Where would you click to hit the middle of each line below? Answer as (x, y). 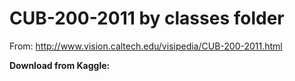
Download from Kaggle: (60, 65)
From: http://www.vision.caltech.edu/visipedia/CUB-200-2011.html (146, 46)
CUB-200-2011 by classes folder (147, 18)
